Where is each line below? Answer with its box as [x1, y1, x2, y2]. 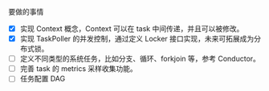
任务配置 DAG [19, 74, 66, 84]
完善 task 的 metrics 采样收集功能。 [19, 64, 138, 73]
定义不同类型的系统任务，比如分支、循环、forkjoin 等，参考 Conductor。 [19, 54, 261, 64]
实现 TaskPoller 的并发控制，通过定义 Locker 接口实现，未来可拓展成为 [19, 34, 255, 44]
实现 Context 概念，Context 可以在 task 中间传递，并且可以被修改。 [19, 24, 244, 34]
